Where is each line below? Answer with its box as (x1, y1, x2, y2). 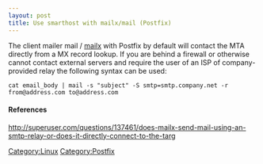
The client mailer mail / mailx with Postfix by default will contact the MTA (8, 40, 245, 50)
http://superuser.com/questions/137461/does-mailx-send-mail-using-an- (8, 122, 246, 132)
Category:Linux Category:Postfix (8, 146, 115, 155)
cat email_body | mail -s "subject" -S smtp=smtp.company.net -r (8, 81, 228, 90)
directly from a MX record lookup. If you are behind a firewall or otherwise (8, 49, 250, 59)
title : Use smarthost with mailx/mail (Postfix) (8, 19, 172, 27)
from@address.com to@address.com (8, 88, 119, 96)
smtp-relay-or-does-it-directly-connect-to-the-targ (8, 131, 176, 140)
